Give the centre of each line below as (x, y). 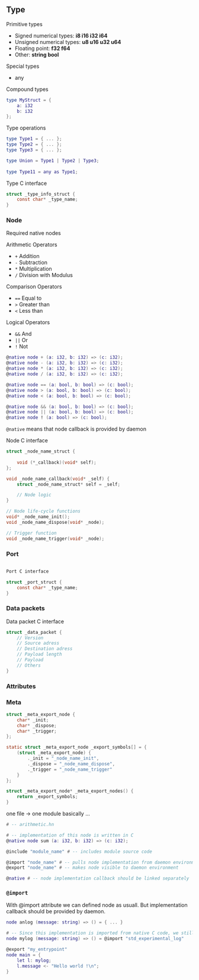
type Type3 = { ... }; (34, 150)
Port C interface (28, 571)
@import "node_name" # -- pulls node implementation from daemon (88, 862)
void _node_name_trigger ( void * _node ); (55, 538)
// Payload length (39, 654)
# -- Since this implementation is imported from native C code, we (92, 933)
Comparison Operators (34, 287)
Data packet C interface (35, 621)
